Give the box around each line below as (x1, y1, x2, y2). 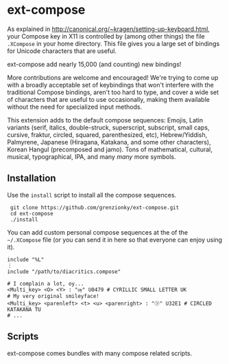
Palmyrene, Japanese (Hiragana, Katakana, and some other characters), (7, 138, 211, 146)
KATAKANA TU (7, 306, 41, 313)
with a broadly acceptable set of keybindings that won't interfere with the (7, 81, 214, 89)
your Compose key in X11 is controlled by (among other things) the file (7, 32, 205, 40)
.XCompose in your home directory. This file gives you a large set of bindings (7, 39, 220, 47)
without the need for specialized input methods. (7, 103, 143, 111)
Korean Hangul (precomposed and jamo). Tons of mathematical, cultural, (7, 145, 213, 153)
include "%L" (7, 256, 45, 263)
